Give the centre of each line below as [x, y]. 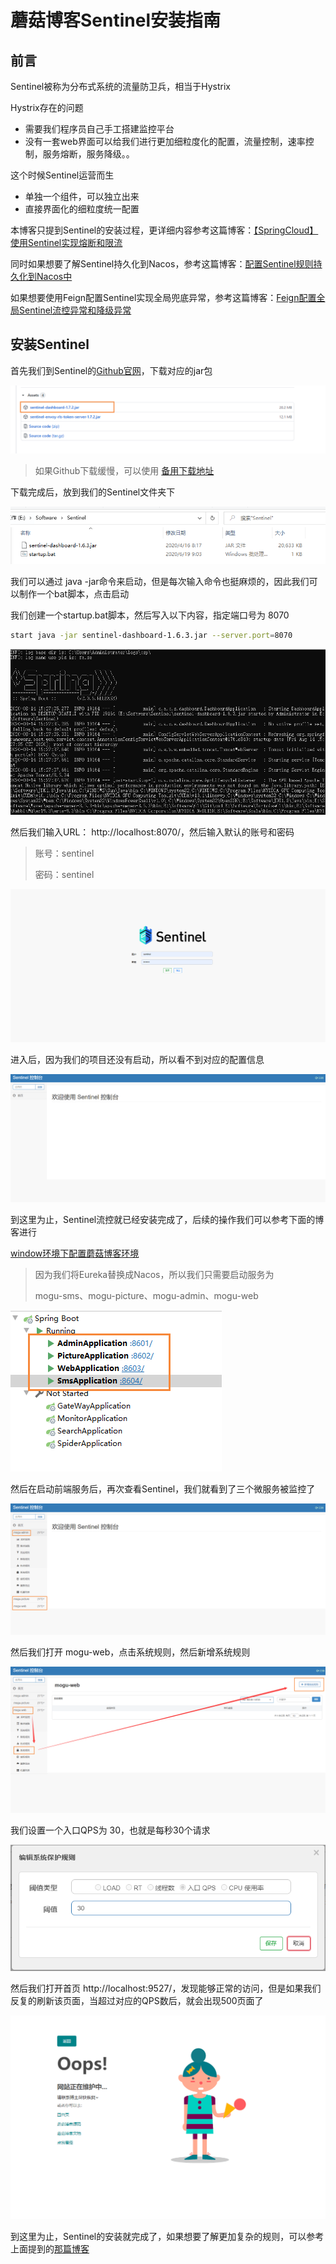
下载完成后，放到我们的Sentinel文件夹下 [93, 492]
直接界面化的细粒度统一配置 [82, 209]
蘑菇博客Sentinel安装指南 [115, 20]
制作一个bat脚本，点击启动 [74, 594]
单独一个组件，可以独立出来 [82, 196]
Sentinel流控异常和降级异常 [75, 310]
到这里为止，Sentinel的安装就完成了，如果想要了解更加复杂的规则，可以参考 [167, 2237]
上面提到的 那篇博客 [50, 2249]
